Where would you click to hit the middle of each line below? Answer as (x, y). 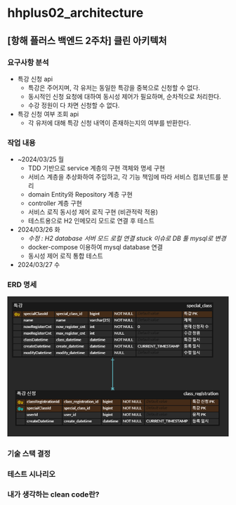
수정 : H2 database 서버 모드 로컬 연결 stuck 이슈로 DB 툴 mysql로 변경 (127, 238)
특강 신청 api (35, 79)
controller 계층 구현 (55, 203)
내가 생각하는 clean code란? (53, 494)
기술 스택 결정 (29, 453)
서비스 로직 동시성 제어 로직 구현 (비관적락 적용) (93, 212)
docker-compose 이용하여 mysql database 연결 (95, 247)
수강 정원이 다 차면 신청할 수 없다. (74, 105)
